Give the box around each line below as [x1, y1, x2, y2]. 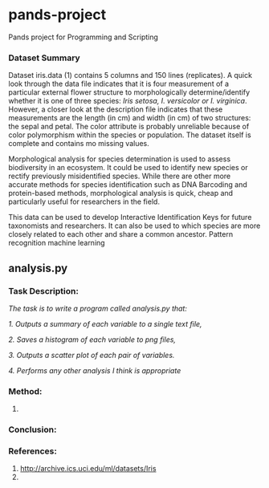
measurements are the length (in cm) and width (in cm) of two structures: [8, 113, 251, 123]
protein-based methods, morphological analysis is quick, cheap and [8, 189, 234, 198]
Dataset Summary [8, 52, 80, 63]
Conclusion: [8, 424, 57, 435]
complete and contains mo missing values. [8, 139, 150, 148]
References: [8, 445, 58, 457]
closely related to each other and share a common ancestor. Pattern [8, 230, 234, 239]
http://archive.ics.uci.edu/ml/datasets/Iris [19, 464, 157, 474]
